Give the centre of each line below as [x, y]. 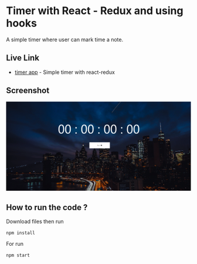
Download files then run [35, 221]
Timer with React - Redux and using [95, 11]
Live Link [23, 58]
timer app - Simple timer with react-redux [65, 72]
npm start [18, 255]
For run [15, 244]
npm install [21, 233]
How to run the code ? [47, 207]
